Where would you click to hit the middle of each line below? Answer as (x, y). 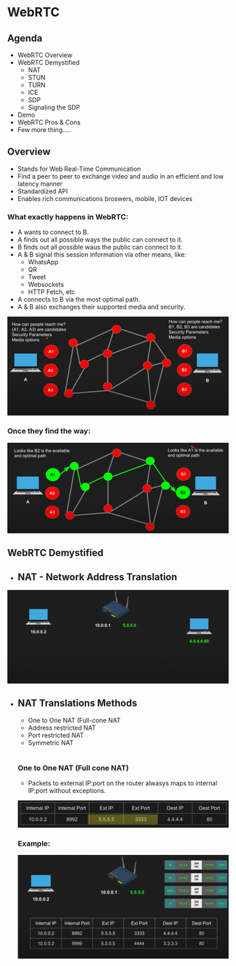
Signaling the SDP (54, 107)
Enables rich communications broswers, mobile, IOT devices (105, 198)
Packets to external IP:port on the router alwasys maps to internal (123, 783)
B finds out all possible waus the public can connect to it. (100, 247)
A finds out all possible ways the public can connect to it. (100, 240)
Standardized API (42, 191)
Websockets (46, 285)
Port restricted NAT (56, 735)
